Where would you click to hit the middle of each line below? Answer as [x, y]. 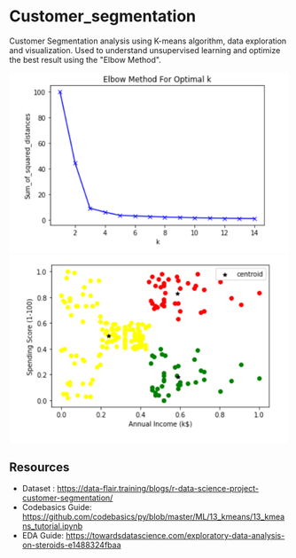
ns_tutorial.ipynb [52, 526]
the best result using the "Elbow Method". [85, 59]
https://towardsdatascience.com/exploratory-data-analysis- [175, 536]
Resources [39, 467]
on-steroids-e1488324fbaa [71, 545]
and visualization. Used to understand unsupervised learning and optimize [145, 50]
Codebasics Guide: [57, 507]
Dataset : [39, 489]
